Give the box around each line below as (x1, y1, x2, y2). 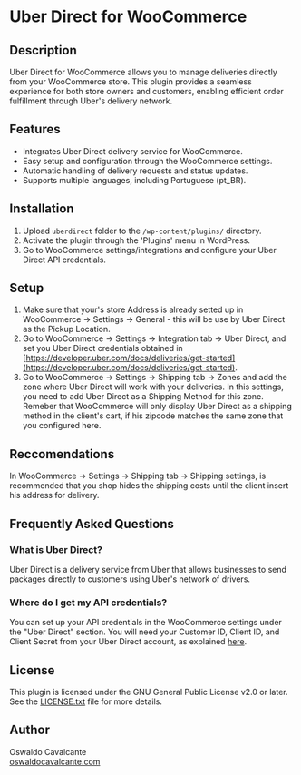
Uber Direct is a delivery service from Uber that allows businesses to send (9, 564, 287, 574)
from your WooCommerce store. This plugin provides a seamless (9, 76, 252, 87)
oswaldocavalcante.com (9, 756, 101, 767)
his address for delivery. (9, 490, 100, 501)
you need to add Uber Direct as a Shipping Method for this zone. (22, 391, 265, 402)
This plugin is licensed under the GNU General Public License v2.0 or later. (9, 687, 288, 698)
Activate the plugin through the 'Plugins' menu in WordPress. (22, 234, 251, 246)
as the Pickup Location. (22, 324, 111, 335)
